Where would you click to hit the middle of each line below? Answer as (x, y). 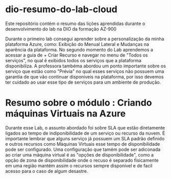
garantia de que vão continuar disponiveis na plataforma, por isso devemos (85, 76)
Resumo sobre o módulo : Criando (79, 103)
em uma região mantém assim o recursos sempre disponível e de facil (79, 165)
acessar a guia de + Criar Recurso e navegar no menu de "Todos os (77, 55)
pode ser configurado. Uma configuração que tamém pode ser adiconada (83, 149)
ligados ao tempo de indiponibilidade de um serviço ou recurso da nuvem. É (85, 133)
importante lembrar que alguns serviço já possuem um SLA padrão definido (85, 138)
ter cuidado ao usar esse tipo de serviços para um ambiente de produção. (83, 82)
